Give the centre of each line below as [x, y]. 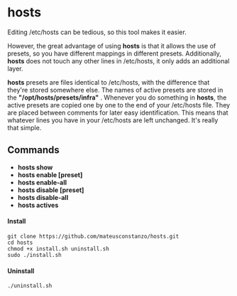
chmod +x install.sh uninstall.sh [59, 249]
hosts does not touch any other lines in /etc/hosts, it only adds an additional [118, 60]
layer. [15, 68]
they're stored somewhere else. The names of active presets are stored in [115, 90]
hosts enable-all [42, 182]
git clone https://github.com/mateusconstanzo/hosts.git [93, 236]
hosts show [35, 167]
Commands [34, 150]
